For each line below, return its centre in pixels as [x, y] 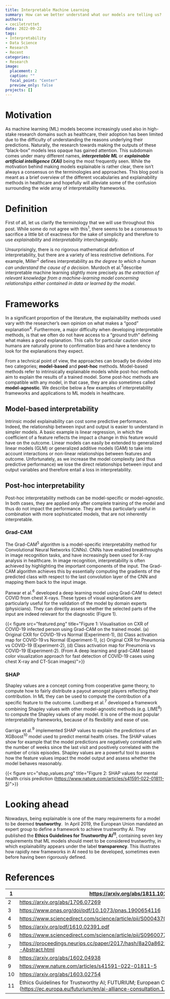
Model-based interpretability [52, 409]
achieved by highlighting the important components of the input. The [77, 566]
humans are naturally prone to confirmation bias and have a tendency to [80, 345]
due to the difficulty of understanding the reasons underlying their [74, 140]
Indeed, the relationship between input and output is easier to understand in [84, 426]
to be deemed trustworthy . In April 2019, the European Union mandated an [84, 824]
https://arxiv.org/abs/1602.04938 [60, 957]
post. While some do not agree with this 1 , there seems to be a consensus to [84, 228]
